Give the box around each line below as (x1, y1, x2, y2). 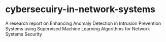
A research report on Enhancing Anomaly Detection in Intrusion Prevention (5, 20, 161, 26)
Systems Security (5, 31, 42, 37)
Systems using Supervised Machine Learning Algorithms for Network (5, 25, 150, 31)
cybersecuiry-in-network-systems (5, 4, 156, 15)
